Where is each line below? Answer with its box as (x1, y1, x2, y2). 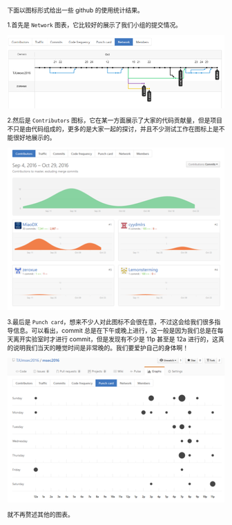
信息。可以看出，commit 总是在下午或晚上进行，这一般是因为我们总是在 (12, 326, 217, 334)
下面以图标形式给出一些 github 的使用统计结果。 (7, 6, 144, 14)
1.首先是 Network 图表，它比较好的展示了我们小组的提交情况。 (7, 21, 182, 29)
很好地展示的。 (12, 133, 56, 142)
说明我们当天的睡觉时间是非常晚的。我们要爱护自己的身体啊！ (12, 343, 188, 352)
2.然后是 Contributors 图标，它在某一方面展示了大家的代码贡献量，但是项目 (7, 116, 223, 124)
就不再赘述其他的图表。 (7, 510, 74, 519)
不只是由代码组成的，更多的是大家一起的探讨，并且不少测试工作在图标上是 (7, 124, 219, 133)
